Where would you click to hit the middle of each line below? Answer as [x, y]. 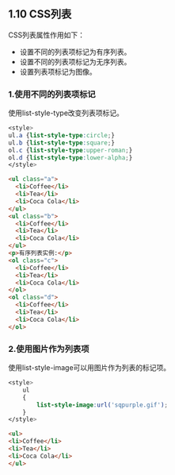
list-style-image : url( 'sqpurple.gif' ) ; [103, 405]
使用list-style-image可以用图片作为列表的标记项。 [89, 368]
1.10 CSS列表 [40, 14]
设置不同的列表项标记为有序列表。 [75, 52]
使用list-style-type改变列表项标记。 [66, 113]
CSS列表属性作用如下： [47, 35]
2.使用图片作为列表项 [49, 349]
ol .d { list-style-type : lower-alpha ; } [70, 157]
